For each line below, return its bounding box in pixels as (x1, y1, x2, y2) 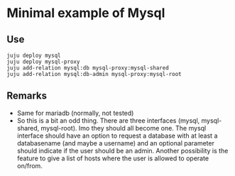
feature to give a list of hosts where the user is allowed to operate (16, 154, 209, 163)
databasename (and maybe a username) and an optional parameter (16, 138, 214, 147)
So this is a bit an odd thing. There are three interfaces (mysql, (16, 116, 200, 125)
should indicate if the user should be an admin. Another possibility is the (16, 146, 229, 155)
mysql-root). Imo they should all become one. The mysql (40, 123, 207, 132)
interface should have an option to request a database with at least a (16, 131, 218, 140)
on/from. (16, 161, 43, 170)
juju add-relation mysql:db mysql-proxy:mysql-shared (6, 65, 170, 72)
